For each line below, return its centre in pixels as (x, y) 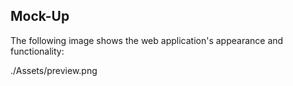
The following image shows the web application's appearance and (147, 40)
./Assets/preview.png (54, 70)
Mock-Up (40, 16)
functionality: (37, 51)
